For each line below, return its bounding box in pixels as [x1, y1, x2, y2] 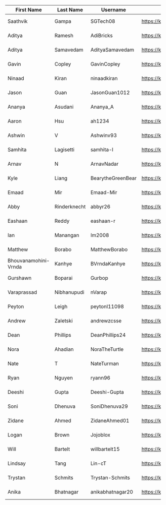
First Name [15, 6, 42, 13]
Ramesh [54, 32, 74, 39]
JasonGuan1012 [90, 89, 130, 96]
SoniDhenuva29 [90, 403, 128, 410]
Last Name [57, 6, 83, 13]
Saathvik [7, 18, 28, 24]
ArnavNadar [90, 161, 119, 167]
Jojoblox [90, 432, 111, 438]
